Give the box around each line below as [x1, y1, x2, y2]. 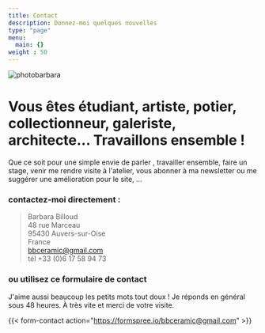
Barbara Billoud [27, 212, 78, 221]
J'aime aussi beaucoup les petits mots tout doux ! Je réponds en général [8, 292, 245, 301]
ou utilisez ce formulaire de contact [8, 274, 147, 285]
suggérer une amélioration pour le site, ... [8, 174, 142, 184]
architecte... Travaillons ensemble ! [8, 131, 245, 149]
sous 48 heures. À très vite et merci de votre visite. [8, 300, 175, 309]
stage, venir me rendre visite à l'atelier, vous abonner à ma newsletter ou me [8, 165, 257, 175]
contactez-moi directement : [8, 194, 121, 205]
